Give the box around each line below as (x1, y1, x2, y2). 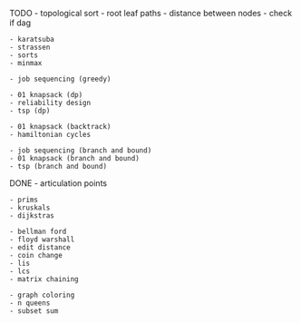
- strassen (9, 43, 51, 52)
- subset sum (9, 307, 59, 316)
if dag (9, 17, 32, 28)
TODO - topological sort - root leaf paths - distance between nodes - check (9, 8, 293, 18)
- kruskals (9, 203, 51, 212)
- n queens (9, 299, 51, 308)
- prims (9, 195, 39, 204)
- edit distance (9, 243, 71, 252)
